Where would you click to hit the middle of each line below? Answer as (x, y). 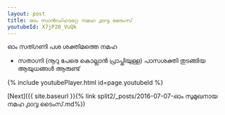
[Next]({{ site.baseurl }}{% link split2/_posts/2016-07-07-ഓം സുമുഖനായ (112, 96)
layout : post (26, 14)
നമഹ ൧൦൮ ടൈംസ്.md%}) (46, 104)
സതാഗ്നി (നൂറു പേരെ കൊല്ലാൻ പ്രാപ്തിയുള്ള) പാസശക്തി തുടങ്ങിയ (111, 61)
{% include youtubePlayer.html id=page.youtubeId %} (85, 83)
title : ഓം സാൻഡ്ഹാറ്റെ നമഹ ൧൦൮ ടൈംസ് (70, 20)
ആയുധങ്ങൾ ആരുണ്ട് (49, 69)
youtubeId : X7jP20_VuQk (42, 27)
